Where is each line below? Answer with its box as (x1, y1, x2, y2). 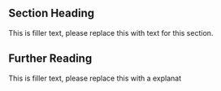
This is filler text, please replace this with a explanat (8, 73, 182, 83)
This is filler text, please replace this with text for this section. (8, 28, 214, 37)
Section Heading (8, 6, 95, 20)
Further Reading (8, 52, 93, 66)
